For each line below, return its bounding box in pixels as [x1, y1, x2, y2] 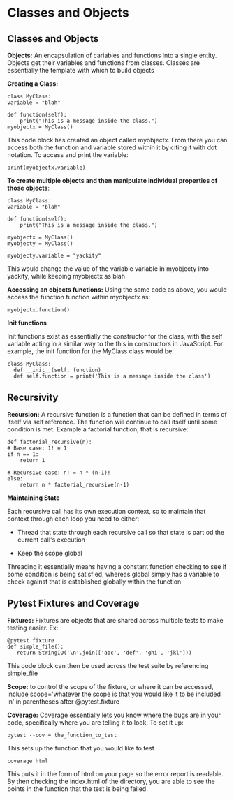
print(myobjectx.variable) [7, 164, 86, 171]
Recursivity [7, 392, 59, 403]
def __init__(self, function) [13, 366, 101, 373]
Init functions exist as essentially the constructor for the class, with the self [7, 332, 223, 340]
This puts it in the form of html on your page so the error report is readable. [7, 769, 224, 778]
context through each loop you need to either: [7, 514, 140, 523]
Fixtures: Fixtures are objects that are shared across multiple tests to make [7, 616, 224, 624]
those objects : [7, 184, 50, 192]
